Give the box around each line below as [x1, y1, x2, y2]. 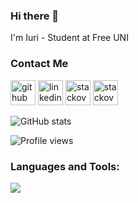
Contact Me [10, 57, 69, 71]
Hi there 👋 [10, 9, 60, 23]
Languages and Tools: [10, 159, 120, 173]
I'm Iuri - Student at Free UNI [10, 32, 129, 44]
